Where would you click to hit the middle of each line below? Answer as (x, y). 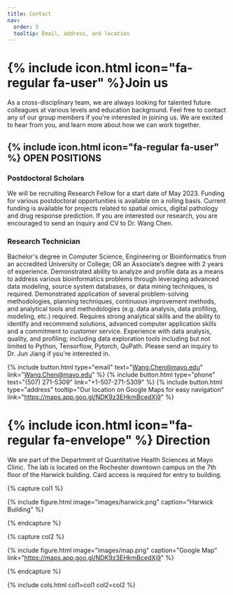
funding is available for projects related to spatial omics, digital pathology (113, 208)
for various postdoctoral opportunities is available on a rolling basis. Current (116, 200)
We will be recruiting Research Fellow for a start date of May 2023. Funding (116, 193)
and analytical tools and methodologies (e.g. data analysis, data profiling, (113, 309)
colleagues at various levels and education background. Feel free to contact (116, 110)
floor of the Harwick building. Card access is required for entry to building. (114, 475)
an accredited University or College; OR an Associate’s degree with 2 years (115, 264)
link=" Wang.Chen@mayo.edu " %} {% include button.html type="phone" (111, 375)
